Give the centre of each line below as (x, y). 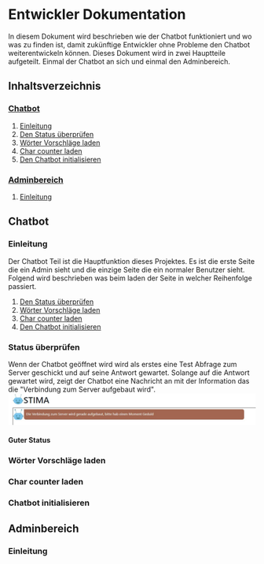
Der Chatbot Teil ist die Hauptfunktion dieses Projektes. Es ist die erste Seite (132, 261)
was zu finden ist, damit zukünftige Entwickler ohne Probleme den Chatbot (129, 44)
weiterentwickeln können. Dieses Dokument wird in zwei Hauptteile (117, 53)
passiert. (22, 286)
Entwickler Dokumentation (97, 15)
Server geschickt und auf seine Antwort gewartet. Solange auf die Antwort (129, 373)
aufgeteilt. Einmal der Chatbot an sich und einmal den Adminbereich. (119, 61)
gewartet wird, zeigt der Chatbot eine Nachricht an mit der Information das (129, 380)
